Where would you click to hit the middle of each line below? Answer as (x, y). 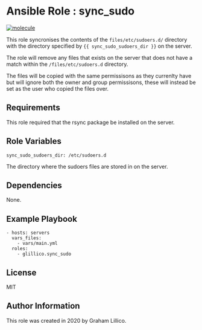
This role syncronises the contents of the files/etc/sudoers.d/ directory (97, 39)
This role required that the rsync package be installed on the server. (90, 122)
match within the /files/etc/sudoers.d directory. (67, 64)
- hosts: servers (28, 233)
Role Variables (34, 141)
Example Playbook (42, 219)
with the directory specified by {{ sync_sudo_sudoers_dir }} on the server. (99, 46)
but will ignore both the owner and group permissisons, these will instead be (101, 82)
